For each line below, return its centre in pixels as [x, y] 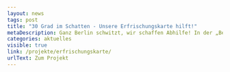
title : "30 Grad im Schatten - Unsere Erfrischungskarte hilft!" [102, 26]
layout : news [26, 13]
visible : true [27, 45]
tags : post [23, 20]
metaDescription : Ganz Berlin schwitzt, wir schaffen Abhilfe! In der [110, 33]
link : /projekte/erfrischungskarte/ [59, 52]
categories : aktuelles [39, 39]
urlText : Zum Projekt [38, 58]
